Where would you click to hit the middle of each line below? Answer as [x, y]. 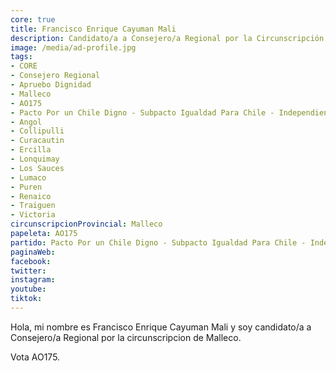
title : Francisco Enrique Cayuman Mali [93, 29]
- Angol [26, 122]
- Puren [26, 187]
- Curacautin [37, 141]
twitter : [28, 271]
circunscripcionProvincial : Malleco [86, 224]
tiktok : [26, 299]
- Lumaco [28, 177]
